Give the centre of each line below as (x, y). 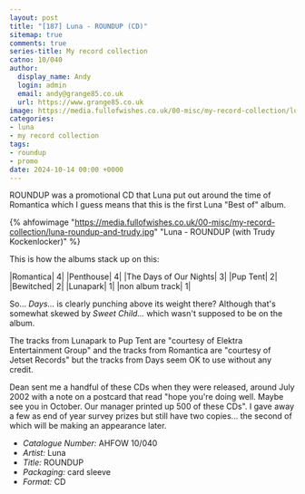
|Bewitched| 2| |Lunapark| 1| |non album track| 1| (100, 286)
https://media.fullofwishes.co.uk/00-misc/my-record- (174, 222)
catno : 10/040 (36, 60)
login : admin (42, 85)
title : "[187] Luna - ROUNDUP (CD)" (79, 26)
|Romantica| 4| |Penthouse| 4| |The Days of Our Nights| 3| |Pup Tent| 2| (144, 276)
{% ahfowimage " (42, 222)
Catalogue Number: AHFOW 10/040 (90, 443)
